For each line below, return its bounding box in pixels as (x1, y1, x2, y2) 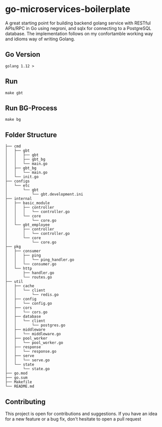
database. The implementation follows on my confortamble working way (5, 30, 153, 36)
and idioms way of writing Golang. (5, 36, 76, 42)
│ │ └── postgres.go (5, 323, 66, 328)
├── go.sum (5, 375, 28, 380)
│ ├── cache (5, 283, 35, 289)
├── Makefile (5, 380, 32, 385)
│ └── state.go (5, 367, 50, 372)
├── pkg (5, 244, 21, 249)
